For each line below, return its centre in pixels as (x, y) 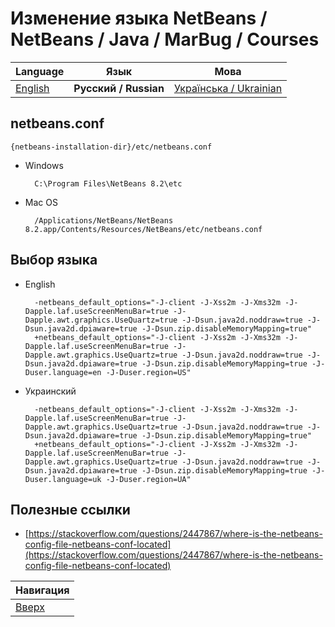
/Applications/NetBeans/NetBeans (104, 220)
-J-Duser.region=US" (148, 372)
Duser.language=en (63, 372)
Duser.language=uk (63, 479)
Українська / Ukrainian (228, 88)
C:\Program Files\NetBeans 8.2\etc (108, 183)
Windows (44, 165)
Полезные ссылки (70, 509)
